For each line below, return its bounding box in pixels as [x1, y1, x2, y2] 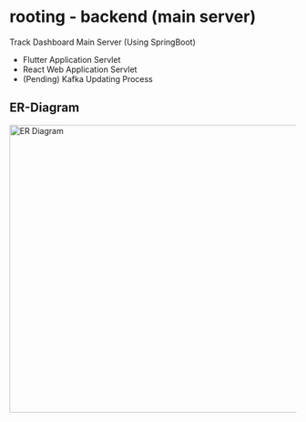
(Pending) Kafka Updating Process [22, 73, 153, 84]
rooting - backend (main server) [9, 6, 257, 27]
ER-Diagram [9, 100, 80, 116]
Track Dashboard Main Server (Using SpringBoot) [9, 36, 196, 47]
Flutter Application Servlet [22, 54, 121, 65]
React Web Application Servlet [22, 64, 138, 75]
